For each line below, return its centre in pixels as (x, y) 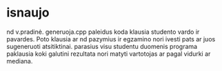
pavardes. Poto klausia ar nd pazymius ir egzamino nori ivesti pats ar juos (111, 39)
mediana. (20, 61)
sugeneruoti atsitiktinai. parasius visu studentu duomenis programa (102, 46)
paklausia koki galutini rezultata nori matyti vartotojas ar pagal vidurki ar (109, 54)
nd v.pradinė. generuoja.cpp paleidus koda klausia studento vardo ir (103, 32)
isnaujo (28, 13)
